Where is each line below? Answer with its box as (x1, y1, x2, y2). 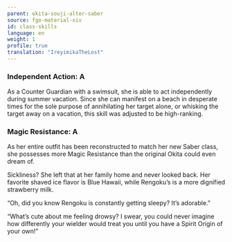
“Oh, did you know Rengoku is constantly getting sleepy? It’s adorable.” (7, 199, 211, 207)
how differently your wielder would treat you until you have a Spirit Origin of (7, 220, 223, 228)
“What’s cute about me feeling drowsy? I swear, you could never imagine (7, 212, 215, 221)
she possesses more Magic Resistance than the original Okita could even (7, 150, 216, 158)
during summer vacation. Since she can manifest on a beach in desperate (7, 95, 218, 103)
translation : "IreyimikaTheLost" (7, 49, 104, 56)
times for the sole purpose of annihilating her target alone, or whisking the (7, 102, 219, 111)
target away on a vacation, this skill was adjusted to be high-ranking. (7, 110, 204, 118)
